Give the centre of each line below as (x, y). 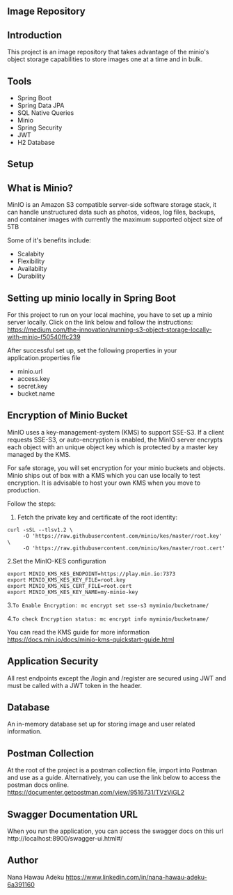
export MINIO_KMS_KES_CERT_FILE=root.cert (70, 586)
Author (23, 861)
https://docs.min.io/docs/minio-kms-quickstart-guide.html (91, 639)
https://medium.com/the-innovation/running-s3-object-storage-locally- (110, 329)
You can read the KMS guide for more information (79, 632)
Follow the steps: (32, 504)
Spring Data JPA (41, 106)
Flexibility (31, 261)
